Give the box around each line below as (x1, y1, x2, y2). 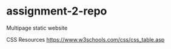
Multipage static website (6, 24, 68, 31)
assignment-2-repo (6, 4, 107, 18)
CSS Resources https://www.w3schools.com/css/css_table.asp (6, 36, 165, 43)
